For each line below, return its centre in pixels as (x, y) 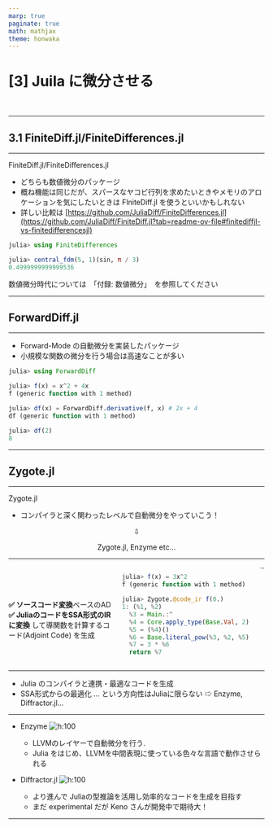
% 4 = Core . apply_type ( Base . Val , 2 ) (189, 622)
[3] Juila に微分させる (81, 81)
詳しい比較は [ (44, 212)
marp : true (27, 16)
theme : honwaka (34, 39)
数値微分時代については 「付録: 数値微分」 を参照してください (113, 284)
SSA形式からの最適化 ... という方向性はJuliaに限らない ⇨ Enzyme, (131, 694)
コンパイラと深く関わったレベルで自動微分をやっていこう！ (120, 515)
